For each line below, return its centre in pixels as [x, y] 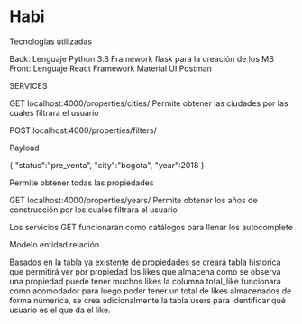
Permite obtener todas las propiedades [82, 183]
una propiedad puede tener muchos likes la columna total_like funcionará [145, 281]
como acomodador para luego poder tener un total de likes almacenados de [151, 291]
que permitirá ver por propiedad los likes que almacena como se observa [145, 271]
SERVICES [28, 85]
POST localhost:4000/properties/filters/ [83, 130]
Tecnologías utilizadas [51, 41]
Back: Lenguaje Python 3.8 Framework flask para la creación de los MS [142, 58]
